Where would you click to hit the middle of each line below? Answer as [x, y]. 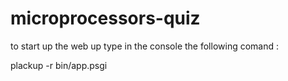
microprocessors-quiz [105, 18]
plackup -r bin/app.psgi [59, 65]
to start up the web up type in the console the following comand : [145, 46]
